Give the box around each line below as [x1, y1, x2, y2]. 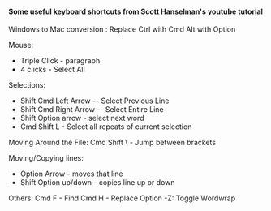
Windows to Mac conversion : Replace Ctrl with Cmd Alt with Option [8, 24, 236, 34]
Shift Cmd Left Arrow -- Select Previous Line [19, 96, 170, 105]
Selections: [8, 80, 46, 90]
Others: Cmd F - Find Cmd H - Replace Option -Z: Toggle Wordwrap [8, 193, 236, 203]
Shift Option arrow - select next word [19, 114, 144, 123]
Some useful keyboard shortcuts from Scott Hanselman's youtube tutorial [8, 6, 264, 16]
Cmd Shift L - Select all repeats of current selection [19, 122, 192, 131]
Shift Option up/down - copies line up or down [19, 178, 176, 187]
